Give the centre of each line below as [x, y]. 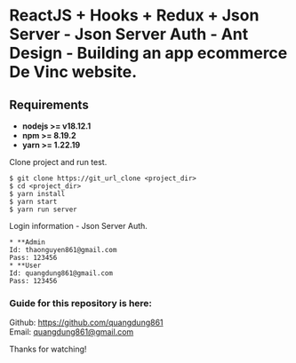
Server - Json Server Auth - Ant [129, 34]
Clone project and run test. [58, 162]
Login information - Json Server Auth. [79, 226]
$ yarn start [33, 201]
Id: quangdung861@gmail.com [61, 273]
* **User [25, 265]
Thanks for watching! [48, 349]
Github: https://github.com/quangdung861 [86, 323]
